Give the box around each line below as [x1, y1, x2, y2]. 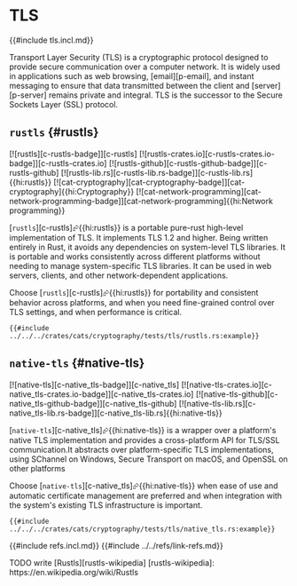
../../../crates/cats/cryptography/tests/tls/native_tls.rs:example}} [9, 525, 276, 534]
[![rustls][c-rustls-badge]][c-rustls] [9, 148, 137, 159]
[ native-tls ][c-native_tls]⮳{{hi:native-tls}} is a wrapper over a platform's [9, 424, 277, 435]
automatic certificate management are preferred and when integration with [9, 490, 282, 501]
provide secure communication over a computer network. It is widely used [9, 61, 281, 72]
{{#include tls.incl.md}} [9, 35, 95, 45]
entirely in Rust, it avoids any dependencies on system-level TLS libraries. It [9, 242, 286, 252]
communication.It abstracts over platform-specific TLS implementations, [9, 444, 274, 455]
